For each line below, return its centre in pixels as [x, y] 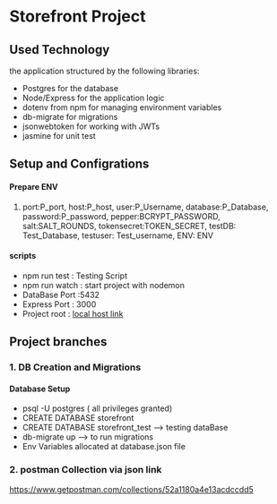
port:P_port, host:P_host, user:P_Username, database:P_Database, [145, 207]
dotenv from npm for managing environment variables [122, 107]
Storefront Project [78, 17]
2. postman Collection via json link [86, 470]
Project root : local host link [73, 313]
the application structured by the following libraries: [104, 71]
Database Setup [40, 389]
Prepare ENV [34, 186]
